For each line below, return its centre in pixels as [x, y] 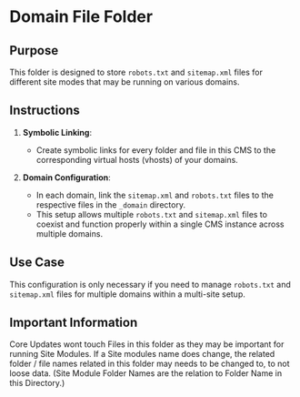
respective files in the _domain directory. [111, 204]
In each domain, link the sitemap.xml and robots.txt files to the [155, 195]
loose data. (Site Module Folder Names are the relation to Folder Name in [146, 373]
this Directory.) [37, 383]
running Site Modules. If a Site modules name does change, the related [142, 354]
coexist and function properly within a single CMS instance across [160, 224]
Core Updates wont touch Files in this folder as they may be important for [147, 344]
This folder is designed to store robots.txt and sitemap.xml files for [136, 72]
